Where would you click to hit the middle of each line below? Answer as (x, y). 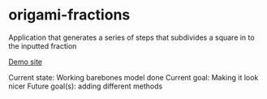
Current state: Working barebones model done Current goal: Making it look (133, 77)
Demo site (26, 62)
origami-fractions (69, 15)
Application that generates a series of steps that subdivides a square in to (131, 37)
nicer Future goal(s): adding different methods (86, 86)
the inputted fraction (43, 45)
